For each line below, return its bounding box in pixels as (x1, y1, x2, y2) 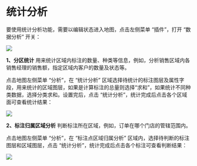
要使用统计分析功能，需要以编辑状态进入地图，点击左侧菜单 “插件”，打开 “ (6, 26, 186, 33)
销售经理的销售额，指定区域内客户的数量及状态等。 (6, 64, 130, 71)
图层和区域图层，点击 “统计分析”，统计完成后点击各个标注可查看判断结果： (6, 141, 188, 148)
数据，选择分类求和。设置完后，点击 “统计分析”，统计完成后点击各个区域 (11, 91, 188, 98)
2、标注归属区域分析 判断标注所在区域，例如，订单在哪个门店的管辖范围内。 (6, 121, 191, 129)
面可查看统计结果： (6, 98, 53, 106)
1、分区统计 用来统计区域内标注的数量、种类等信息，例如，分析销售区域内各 (6, 56, 190, 63)
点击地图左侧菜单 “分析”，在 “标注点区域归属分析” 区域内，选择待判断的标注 (6, 134, 190, 141)
